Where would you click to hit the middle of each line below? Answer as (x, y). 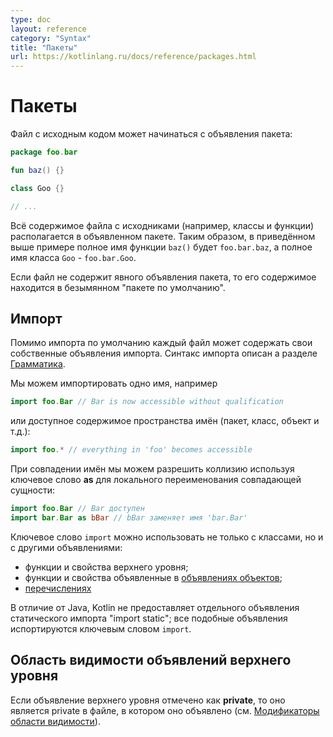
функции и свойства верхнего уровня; (106, 567)
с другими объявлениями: (66, 547)
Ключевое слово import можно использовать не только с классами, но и (167, 537)
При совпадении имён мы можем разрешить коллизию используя (152, 469)
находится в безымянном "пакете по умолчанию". (118, 287)
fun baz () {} (37, 170)
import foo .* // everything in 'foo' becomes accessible (131, 450)
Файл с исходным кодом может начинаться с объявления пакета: (151, 134)
